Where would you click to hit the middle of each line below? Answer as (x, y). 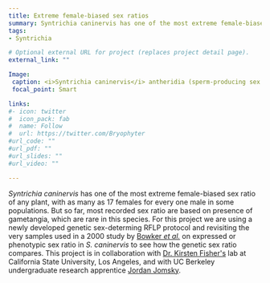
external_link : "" (39, 60)
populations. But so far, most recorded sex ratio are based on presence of (131, 210)
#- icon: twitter (37, 111)
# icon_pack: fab (39, 119)
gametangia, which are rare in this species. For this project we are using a (131, 219)
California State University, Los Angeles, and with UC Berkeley (112, 261)
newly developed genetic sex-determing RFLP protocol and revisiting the (129, 227)
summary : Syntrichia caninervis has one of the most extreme (113, 23)
